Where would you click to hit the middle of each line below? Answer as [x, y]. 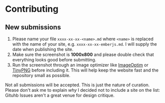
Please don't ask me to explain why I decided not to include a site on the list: [82, 90]
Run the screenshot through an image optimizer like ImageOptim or [80, 65]
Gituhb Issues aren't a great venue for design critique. [60, 95]
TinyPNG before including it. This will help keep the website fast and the [85, 70]
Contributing [32, 9]
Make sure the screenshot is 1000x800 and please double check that [83, 54]
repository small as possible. [41, 75]
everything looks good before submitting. [54, 60]
